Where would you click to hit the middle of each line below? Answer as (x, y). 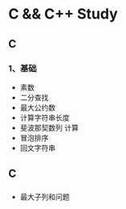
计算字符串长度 (45, 117)
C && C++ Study (63, 14)
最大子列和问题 (45, 197)
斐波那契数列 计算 (49, 127)
